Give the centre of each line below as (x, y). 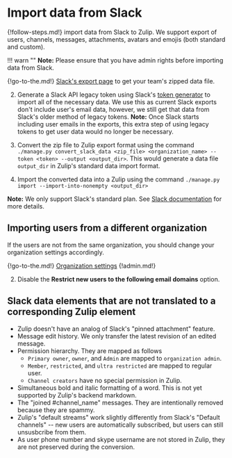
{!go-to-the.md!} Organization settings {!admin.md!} (82, 265)
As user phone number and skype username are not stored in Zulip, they (121, 439)
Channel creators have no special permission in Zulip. (105, 380)
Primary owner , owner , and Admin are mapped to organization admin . (125, 358)
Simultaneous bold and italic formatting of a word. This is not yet (110, 388)
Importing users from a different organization (107, 228)
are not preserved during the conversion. (76, 447)
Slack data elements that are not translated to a (111, 301)
